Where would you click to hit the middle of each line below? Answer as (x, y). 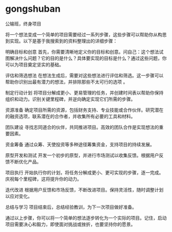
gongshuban (33, 9)
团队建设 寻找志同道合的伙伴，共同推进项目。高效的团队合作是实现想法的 (82, 127)
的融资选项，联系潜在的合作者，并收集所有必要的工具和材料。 (70, 116)
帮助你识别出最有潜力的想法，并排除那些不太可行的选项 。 (67, 82)
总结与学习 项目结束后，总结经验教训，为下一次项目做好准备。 (71, 207)
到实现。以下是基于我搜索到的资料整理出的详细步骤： (61, 41)
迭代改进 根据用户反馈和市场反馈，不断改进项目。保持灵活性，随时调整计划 (84, 190)
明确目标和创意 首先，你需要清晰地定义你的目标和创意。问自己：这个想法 (82, 52)
